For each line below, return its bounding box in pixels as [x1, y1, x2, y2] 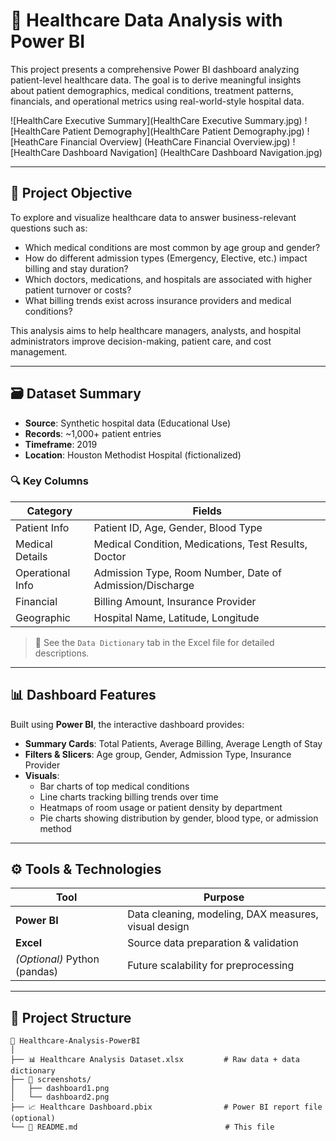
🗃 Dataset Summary [10, 385, 142, 403]
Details [15, 549, 48, 563]
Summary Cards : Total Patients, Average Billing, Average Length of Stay [24, 737, 323, 749]
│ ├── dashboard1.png [10, 1084, 110, 1094]
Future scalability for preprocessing [127, 959, 295, 973]
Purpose [203, 890, 245, 904]
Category [26, 504, 73, 518]
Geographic [15, 610, 71, 624]
